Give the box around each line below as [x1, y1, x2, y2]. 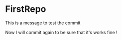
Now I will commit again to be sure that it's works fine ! [5, 29, 118, 35]
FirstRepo [5, 3, 46, 15]
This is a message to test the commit [5, 20, 81, 26]
